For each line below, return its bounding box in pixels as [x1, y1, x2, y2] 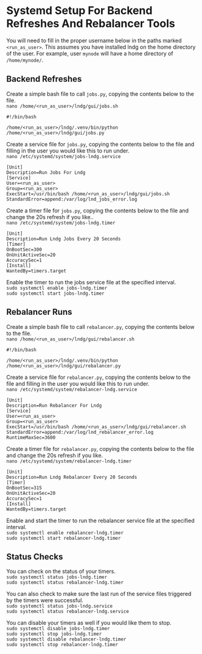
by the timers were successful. [6, 597, 84, 604]
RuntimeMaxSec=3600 [6, 434, 56, 440]
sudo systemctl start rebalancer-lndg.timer [6, 535, 121, 541]
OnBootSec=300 [6, 246, 43, 253]
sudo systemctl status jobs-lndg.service [6, 603, 113, 609]
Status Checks [6, 552, 63, 562]
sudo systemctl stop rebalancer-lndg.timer [6, 642, 119, 648]
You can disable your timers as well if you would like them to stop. [6, 619, 172, 627]
